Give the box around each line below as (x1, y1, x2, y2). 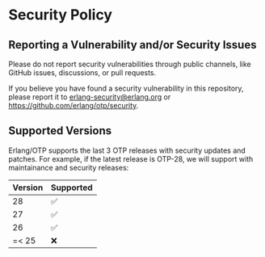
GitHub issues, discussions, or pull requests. (8, 68, 157, 78)
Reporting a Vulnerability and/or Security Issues (8, 38, 257, 52)
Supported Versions (8, 124, 111, 138)
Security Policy (8, 6, 113, 24)
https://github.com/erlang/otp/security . (8, 101, 139, 110)
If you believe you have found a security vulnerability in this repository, (8, 83, 244, 93)
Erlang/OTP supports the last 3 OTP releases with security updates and (8, 145, 246, 155)
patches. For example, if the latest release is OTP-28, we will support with (8, 154, 254, 163)
